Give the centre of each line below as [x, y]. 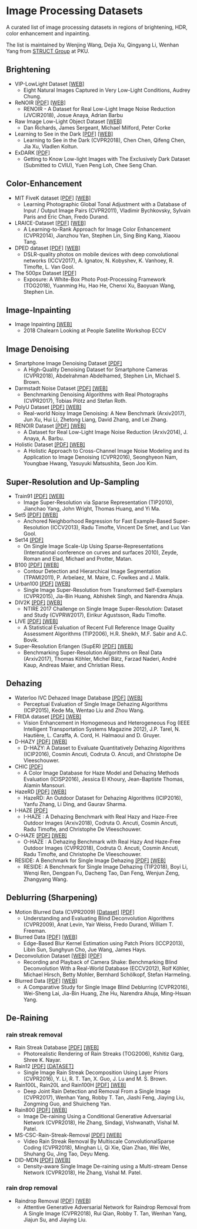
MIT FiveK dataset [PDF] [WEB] [53, 198]
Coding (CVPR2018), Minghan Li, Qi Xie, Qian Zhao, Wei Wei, [97, 1148]
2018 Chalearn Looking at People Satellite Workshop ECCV [95, 330]
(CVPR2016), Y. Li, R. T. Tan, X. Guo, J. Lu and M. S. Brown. [95, 1079]
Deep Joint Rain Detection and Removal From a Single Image [97, 1091]
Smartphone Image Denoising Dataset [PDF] [68, 363]
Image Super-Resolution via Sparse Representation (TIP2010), [98, 502]
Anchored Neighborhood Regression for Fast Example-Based [98, 521]
